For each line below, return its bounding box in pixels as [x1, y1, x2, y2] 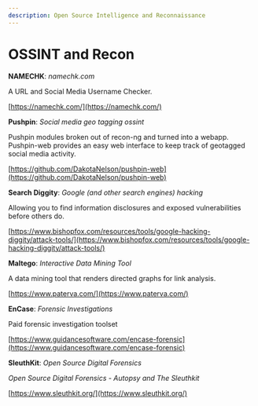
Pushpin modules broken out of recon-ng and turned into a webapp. [8, 132, 230, 141]
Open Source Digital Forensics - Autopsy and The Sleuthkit [8, 373, 200, 382]
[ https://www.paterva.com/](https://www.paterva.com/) [8, 288, 189, 298]
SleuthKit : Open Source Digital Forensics [8, 358, 142, 368]
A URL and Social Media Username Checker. [8, 86, 153, 96]
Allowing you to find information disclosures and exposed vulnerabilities [8, 203, 241, 212]
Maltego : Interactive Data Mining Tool [8, 258, 132, 268]
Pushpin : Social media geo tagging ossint [8, 117, 145, 126]
